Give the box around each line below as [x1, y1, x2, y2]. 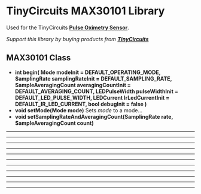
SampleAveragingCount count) [14, 119, 94, 127]
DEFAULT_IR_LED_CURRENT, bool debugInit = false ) [14, 100, 147, 107]
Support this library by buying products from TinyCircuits [6, 35, 149, 42]
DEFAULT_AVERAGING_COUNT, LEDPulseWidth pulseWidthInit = [14, 88, 178, 95]
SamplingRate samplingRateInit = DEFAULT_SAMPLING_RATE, [14, 75, 172, 82]
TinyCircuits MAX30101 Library [6, 4, 165, 18]
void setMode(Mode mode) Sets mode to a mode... [14, 106, 143, 114]
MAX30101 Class [6, 53, 71, 63]
